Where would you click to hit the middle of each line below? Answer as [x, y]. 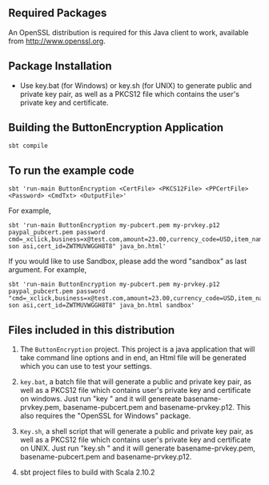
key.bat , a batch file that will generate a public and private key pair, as [136, 382]
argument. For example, [48, 270]
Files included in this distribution [92, 330]
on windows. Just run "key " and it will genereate [101, 399]
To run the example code [71, 170]
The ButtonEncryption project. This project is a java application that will [137, 349]
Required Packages [58, 13]
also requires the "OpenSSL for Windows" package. [105, 416]
